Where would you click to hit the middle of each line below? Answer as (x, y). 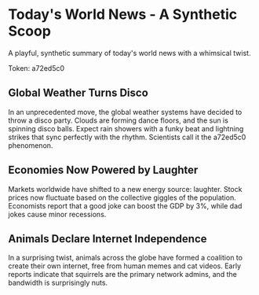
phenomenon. (31, 145)
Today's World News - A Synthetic (123, 15)
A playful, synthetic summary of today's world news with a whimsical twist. (129, 53)
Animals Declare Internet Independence (108, 239)
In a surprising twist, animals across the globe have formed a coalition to (126, 258)
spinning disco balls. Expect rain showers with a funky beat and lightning (126, 128)
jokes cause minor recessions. (57, 214)
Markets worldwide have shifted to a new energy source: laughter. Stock (125, 189)
